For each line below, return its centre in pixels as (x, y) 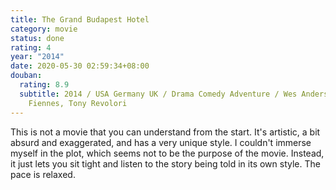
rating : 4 (31, 47)
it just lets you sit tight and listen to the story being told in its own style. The (165, 163)
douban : (26, 76)
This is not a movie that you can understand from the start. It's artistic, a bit (165, 132)
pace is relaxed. (43, 174)
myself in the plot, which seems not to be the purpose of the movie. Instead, (167, 153)
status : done (37, 38)
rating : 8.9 (44, 85)
